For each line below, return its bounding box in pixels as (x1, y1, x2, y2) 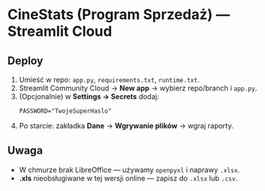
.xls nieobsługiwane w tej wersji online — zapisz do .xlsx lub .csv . (18, 173, 238, 183)
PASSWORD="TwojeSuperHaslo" (18, 107, 112, 115)
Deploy (7, 54, 44, 67)
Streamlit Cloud (7, 22, 113, 40)
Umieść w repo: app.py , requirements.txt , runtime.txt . (18, 75, 200, 84)
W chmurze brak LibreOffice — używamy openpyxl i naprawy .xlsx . (18, 165, 240, 174)
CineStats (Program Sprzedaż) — (7, 6, 231, 24)
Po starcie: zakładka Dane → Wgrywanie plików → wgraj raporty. (18, 121, 234, 130)
